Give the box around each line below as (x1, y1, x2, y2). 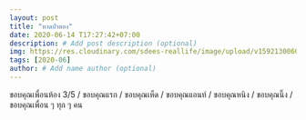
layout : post (9, 13, 59, 23)
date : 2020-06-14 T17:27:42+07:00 (9, 30, 141, 39)
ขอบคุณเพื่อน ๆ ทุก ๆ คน (9, 99, 84, 110)
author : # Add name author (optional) (9, 65, 157, 74)
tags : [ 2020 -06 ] (9, 55, 71, 65)
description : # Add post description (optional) (9, 38, 198, 48)
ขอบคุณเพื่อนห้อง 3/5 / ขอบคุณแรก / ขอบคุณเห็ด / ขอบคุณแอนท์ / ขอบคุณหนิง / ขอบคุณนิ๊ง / (9, 88, 293, 100)
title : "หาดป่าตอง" (9, 22, 73, 31)
